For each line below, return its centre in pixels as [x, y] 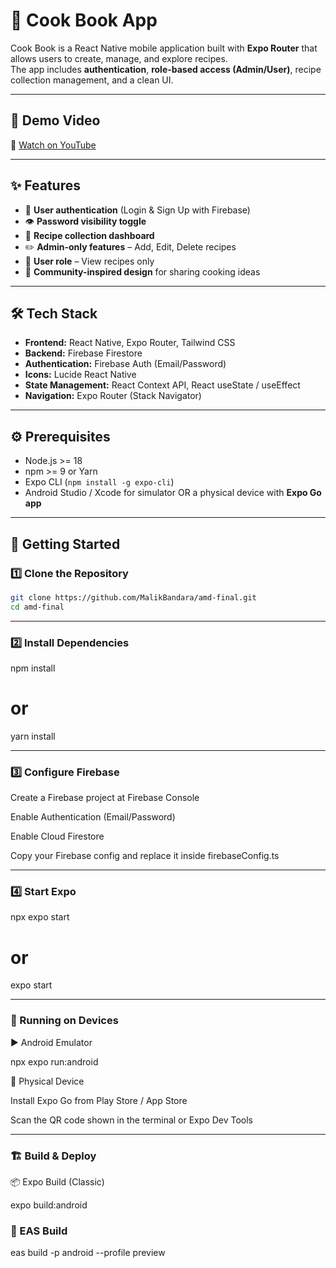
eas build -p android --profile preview [88, 1253]
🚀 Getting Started [65, 544]
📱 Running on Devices [64, 1021]
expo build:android [49, 1205]
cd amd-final [37, 607]
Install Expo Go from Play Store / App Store [99, 1100]
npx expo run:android [54, 1061]
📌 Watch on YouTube [53, 145]
